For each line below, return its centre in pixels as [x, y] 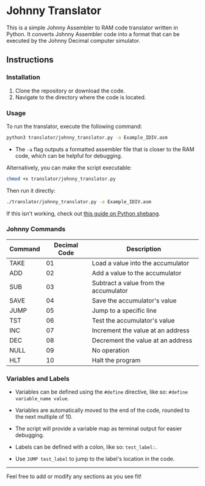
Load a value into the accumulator [140, 263]
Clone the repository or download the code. [70, 91]
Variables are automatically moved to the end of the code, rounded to [103, 410]
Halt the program [116, 360]
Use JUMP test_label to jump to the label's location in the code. [95, 459]
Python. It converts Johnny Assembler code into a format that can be [93, 34]
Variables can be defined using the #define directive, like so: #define [101, 392]
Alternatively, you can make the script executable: [69, 167]
